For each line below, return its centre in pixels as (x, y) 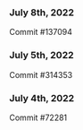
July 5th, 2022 (41, 56)
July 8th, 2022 (41, 13)
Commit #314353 (41, 74)
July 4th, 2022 (42, 98)
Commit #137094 (41, 32)
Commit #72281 (38, 117)
